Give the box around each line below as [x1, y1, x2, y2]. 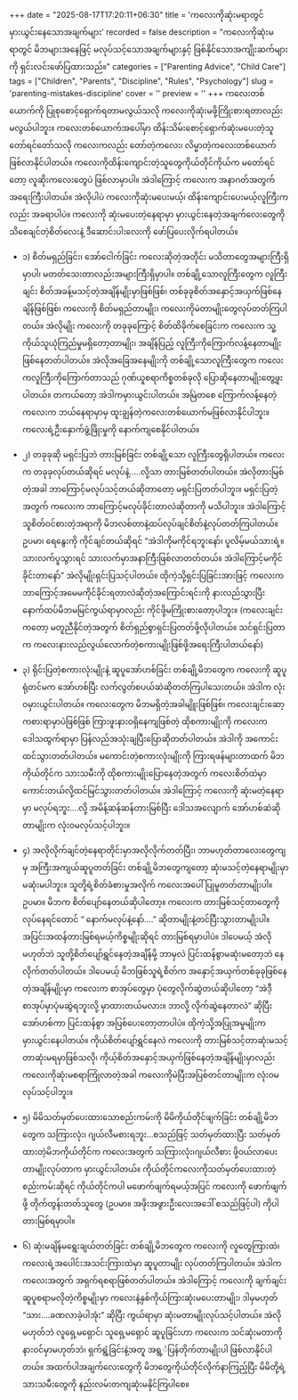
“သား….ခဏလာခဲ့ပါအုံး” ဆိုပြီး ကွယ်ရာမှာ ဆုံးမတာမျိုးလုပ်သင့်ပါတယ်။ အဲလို [21, 1310, 282, 1320]
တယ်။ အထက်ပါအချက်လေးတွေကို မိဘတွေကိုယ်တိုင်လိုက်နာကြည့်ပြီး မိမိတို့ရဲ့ [21, 1362, 286, 1371]
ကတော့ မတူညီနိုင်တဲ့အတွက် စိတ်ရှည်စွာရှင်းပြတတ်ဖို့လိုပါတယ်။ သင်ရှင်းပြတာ [21, 622, 286, 632]
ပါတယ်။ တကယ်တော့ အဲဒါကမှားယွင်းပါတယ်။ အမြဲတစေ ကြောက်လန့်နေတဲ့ [21, 390, 278, 399]
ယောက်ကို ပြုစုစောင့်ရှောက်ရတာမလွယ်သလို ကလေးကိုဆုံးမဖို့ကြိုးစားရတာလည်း [9, 105, 283, 116]
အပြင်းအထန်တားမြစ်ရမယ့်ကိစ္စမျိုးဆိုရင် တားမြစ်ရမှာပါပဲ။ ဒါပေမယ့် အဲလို [21, 931, 272, 942]
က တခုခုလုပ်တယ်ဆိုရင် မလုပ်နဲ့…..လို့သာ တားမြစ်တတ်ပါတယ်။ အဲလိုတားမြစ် [21, 466, 285, 477]
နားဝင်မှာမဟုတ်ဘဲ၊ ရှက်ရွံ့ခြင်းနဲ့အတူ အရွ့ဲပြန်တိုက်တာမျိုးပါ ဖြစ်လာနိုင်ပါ [21, 1345, 273, 1355]
